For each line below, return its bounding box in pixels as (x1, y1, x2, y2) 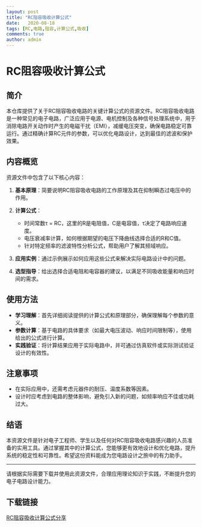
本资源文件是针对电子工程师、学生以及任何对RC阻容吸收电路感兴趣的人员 (6, 437, 188, 444)
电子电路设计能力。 (6, 478, 54, 485)
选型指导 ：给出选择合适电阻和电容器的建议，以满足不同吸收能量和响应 (14, 267, 189, 275)
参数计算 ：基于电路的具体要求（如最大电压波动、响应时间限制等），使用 (14, 326, 192, 334)
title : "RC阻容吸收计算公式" (6, 14, 72, 20)
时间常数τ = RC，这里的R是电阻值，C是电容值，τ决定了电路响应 (23, 219, 182, 227)
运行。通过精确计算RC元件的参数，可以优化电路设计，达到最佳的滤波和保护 (6, 130, 193, 137)
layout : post (6, 8, 39, 15)
